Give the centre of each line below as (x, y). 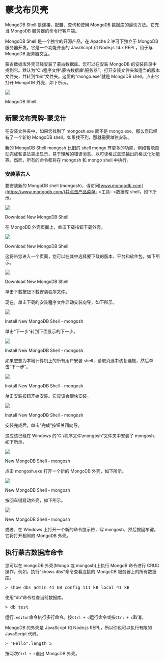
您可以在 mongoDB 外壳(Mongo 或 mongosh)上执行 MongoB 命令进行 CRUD (82, 565)
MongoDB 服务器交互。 (29, 53)
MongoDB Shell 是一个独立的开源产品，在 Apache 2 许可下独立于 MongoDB (82, 41)
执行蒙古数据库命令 (34, 552)
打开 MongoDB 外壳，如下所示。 (38, 82)
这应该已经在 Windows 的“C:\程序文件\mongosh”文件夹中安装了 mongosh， (82, 436)
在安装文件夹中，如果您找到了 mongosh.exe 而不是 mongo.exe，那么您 (77, 131)
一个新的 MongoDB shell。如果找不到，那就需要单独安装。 (73, 137)
